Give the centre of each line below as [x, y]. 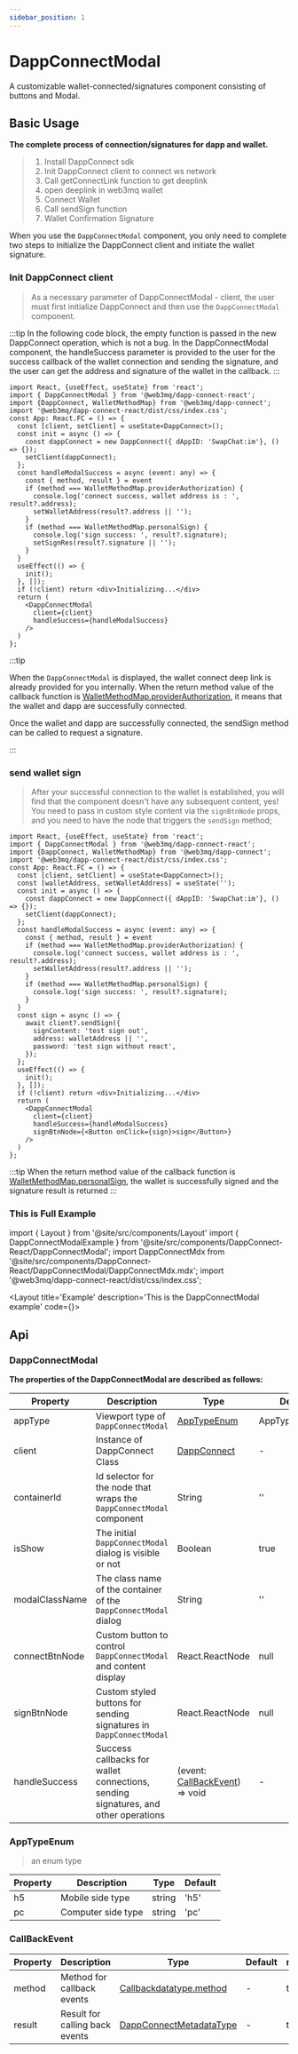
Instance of [120, 1439]
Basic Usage [44, 123]
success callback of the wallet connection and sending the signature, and [144, 362]
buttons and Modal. [45, 95]
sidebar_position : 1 [47, 17]
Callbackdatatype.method [173, 1988]
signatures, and [128, 1803]
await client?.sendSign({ [73, 1023]
